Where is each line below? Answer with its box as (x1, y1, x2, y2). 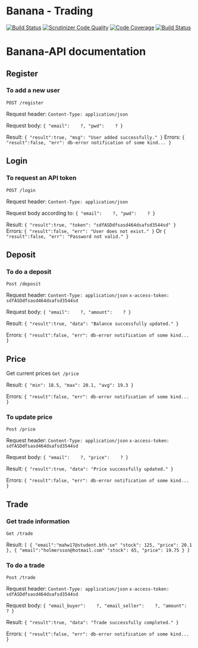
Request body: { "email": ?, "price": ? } (6, 454, 129, 461)
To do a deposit (6, 267, 52, 275)
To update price (6, 413, 53, 421)
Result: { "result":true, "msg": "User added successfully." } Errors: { (6, 133, 186, 141)
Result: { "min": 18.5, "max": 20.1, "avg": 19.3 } (6, 382, 134, 388)
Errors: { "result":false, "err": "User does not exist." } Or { (6, 227, 166, 234)
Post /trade (6, 575, 36, 581)
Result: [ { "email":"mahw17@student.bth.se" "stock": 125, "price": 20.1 (6, 541, 192, 548)
